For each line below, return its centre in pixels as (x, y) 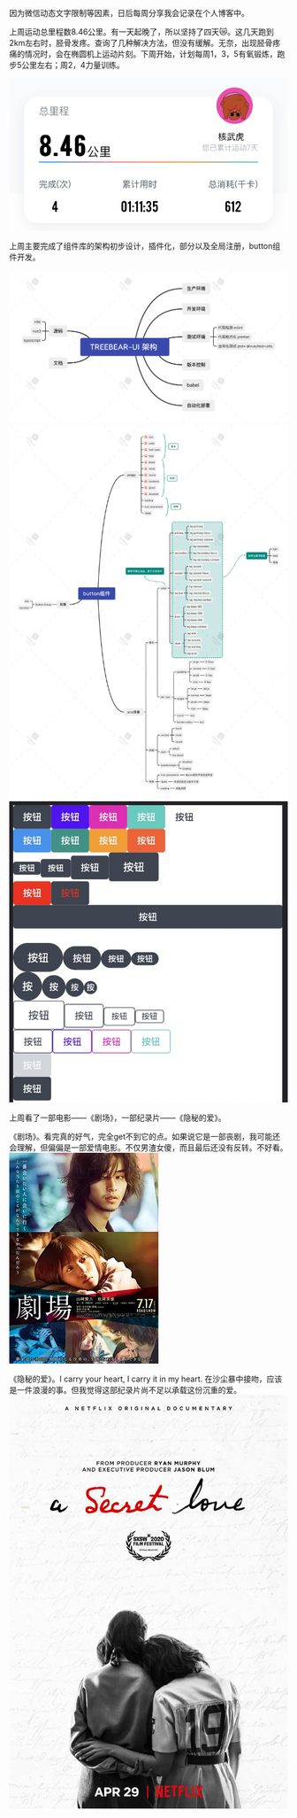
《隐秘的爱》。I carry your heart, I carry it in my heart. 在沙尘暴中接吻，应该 (146, 1379)
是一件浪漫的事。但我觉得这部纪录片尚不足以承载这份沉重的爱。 (125, 1390)
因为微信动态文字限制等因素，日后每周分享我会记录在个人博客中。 (129, 13)
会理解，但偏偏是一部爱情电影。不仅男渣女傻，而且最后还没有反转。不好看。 (148, 1148)
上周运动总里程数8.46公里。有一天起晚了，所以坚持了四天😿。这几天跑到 (141, 32)
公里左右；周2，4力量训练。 (73, 65)
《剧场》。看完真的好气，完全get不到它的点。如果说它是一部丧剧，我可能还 (145, 1137)
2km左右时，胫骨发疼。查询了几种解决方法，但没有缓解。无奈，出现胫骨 (141, 43)
